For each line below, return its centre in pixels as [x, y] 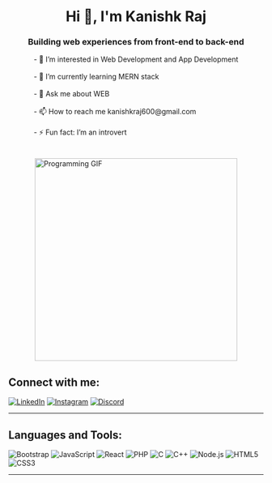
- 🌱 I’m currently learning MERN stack [96, 77]
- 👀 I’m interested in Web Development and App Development [136, 59]
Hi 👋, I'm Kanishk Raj [136, 17]
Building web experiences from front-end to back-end [136, 42]
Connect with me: [54, 382]
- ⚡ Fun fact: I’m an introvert [80, 132]
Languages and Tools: [66, 435]
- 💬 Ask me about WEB [72, 94]
